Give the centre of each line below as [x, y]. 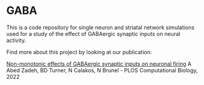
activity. [16, 40]
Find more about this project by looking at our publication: [79, 52]
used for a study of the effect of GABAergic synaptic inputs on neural [93, 33]
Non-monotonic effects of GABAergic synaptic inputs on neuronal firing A [99, 64]
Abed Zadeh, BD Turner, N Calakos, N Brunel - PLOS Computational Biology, [102, 70]
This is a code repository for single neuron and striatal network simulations [100, 27]
